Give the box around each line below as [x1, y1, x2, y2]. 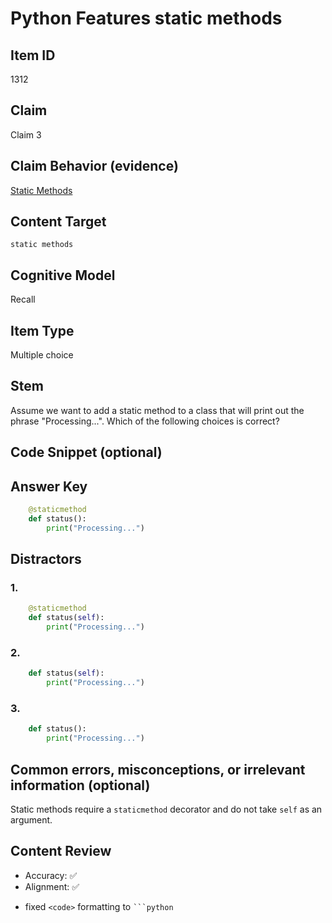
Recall [10, 293, 36, 306]
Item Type [10, 322, 75, 339]
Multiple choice [10, 349, 74, 361]
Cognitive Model [10, 267, 116, 284]
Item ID [10, 47, 56, 64]
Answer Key [10, 478, 88, 495]
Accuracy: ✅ [24, 869, 78, 881]
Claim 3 [10, 128, 42, 141]
